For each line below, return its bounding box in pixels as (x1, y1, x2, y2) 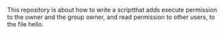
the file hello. (7, 20, 44, 28)
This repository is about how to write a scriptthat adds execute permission (7, 6, 218, 14)
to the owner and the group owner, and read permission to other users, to (7, 13, 215, 21)
